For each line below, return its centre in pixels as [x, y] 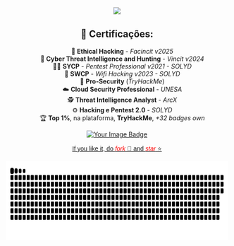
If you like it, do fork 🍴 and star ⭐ [117, 148]
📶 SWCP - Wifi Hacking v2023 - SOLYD [122, 74]
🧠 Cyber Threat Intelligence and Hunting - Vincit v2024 [122, 59]
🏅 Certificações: [117, 34]
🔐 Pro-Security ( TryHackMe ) [122, 81]
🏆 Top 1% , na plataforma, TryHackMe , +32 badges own [122, 118]
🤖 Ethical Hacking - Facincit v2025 [122, 51]
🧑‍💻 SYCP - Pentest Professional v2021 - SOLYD [122, 66]
